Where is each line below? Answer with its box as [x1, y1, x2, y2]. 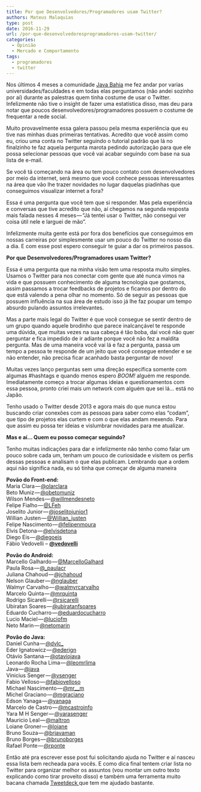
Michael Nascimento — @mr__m [6, 684, 85, 692]
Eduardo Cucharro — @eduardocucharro [6, 609, 106, 617]
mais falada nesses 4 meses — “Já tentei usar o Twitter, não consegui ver [6, 212, 187, 219]
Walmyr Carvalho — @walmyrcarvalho [6, 583, 100, 591]
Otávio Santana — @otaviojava [6, 653, 81, 660]
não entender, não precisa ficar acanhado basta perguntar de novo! [6, 354, 173, 361]
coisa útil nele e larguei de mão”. [6, 218, 86, 225]
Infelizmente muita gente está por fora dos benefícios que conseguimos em [6, 230, 194, 237]
